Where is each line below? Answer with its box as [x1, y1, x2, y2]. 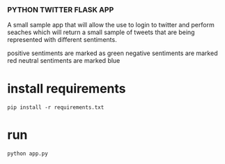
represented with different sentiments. [7, 36, 117, 44]
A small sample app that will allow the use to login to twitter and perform [7, 21, 215, 29]
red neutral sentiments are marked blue [7, 57, 121, 65]
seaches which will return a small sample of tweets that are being [7, 28, 195, 36]
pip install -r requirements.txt [7, 104, 104, 111]
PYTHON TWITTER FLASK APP [7, 5, 114, 15]
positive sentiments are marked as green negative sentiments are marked [7, 49, 218, 57]
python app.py [7, 150, 49, 158]
